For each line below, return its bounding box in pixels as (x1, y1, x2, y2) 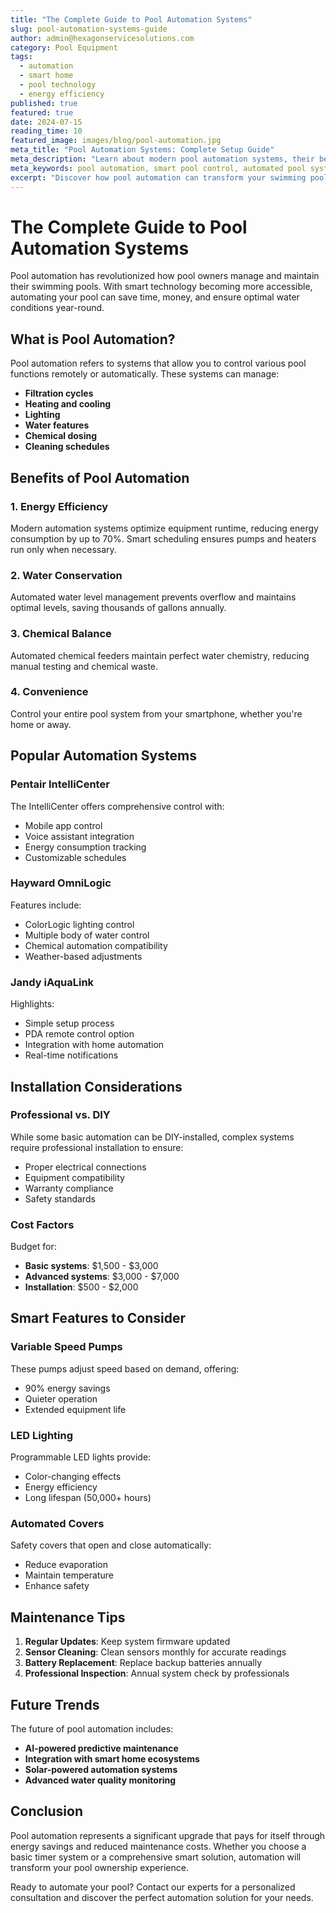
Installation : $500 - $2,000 (24, 1281, 139, 1293)
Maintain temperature (24, 1569, 114, 1581)
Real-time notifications (24, 1049, 119, 1061)
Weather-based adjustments (24, 950, 143, 962)
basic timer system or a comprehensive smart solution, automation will (10, 1851, 302, 1863)
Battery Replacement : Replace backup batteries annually (24, 1657, 263, 1669)
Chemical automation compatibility (24, 939, 168, 951)
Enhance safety (24, 1580, 90, 1592)
